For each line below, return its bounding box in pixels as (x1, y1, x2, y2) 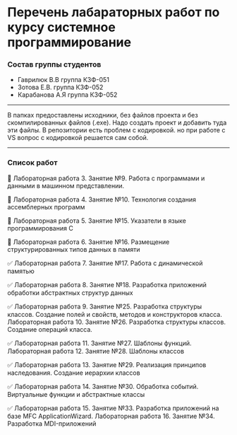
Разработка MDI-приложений (7, 419, 97, 428)
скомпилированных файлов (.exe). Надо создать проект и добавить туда (7, 118, 227, 127)
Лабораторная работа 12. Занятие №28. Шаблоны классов (7, 347, 185, 355)
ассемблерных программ (7, 202, 85, 211)
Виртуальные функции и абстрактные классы (7, 390, 145, 398)
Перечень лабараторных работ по (7, 4, 220, 21)
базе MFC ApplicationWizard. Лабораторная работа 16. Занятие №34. (7, 412, 215, 420)
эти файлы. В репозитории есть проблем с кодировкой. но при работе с (7, 126, 226, 134)
